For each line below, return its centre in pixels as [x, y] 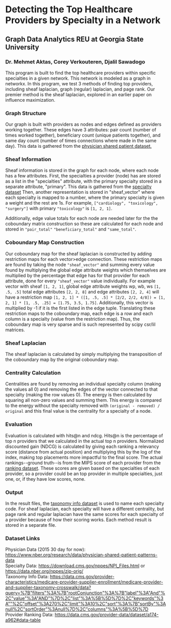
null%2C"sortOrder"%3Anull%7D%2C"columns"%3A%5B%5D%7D [77, 609]
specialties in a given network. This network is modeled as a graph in [78, 78]
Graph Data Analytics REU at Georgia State [75, 39]
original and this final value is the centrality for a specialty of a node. [79, 411]
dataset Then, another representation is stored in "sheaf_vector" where [80, 192]
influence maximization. [30, 100]
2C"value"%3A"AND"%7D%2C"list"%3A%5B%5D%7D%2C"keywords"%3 [84, 598]
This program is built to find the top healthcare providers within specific [81, 73]
